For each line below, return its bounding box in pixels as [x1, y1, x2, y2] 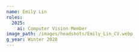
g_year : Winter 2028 [6, 36, 58, 42]
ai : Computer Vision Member [17, 25, 87, 32]
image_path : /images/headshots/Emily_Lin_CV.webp [6, 31, 134, 37]
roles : [6, 14, 23, 20]
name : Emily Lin [6, 8, 47, 15]
